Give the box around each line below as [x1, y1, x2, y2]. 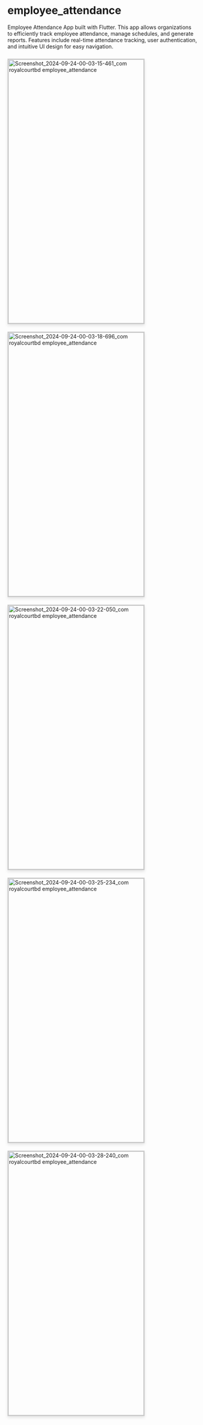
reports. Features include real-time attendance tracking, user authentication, [7, 36, 197, 43]
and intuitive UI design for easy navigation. [7, 43, 114, 50]
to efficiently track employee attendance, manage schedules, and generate [7, 30, 194, 37]
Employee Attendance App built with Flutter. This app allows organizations [7, 24, 192, 31]
